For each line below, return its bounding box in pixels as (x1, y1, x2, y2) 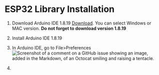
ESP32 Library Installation (4, 3, 114, 15)
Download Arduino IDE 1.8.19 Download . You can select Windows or (11, 20, 151, 26)
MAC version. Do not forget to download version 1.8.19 (11, 25, 126, 31)
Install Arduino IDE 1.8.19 (11, 35, 62, 41)
